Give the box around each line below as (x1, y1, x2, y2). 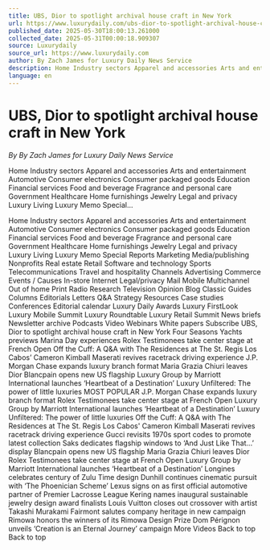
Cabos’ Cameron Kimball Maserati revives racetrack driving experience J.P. (8, 352, 259, 362)
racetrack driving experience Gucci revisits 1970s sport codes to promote (8, 429, 252, 439)
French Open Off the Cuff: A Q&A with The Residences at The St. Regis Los (8, 344, 257, 354)
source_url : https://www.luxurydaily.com (8, 49, 149, 57)
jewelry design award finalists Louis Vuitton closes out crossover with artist (8, 498, 258, 507)
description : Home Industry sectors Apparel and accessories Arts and (8, 64, 250, 72)
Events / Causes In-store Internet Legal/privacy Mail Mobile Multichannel (8, 275, 250, 285)
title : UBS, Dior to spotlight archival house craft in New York (8, 11, 231, 20)
